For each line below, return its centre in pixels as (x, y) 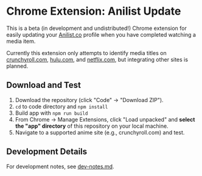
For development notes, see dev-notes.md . (60, 166)
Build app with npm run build (51, 113)
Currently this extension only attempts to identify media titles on (86, 53)
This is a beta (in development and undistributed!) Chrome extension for (97, 28)
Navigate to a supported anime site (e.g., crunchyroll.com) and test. (100, 132)
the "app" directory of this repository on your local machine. (92, 126)
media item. (21, 41)
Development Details (47, 152)
